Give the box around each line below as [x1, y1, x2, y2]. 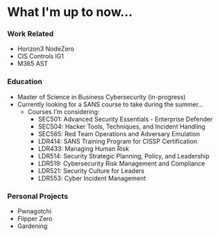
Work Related [7, 29, 54, 39]
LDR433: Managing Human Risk [37, 144, 130, 153]
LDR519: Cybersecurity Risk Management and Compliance [37, 159, 205, 167]
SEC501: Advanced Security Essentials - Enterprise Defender [37, 115, 213, 123]
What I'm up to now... [7, 4, 133, 20]
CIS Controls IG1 [17, 52, 65, 60]
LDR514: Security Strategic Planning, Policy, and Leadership [37, 152, 210, 160]
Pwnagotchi [17, 207, 52, 215]
